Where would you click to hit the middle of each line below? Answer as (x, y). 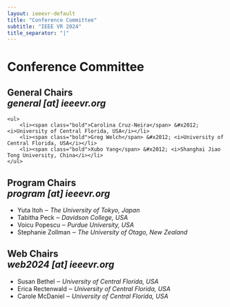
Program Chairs (42, 183)
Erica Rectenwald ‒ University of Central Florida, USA (94, 288)
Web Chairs (33, 254)
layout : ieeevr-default (41, 13)
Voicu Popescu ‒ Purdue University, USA (76, 225)
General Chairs (40, 92)
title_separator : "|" (38, 33)
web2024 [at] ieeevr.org (61, 264)
